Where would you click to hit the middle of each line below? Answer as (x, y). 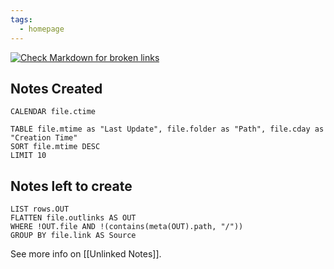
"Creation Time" (44, 138)
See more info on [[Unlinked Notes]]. (86, 254)
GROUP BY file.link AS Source (73, 236)
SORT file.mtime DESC (55, 147)
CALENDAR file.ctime (53, 112)
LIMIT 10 (28, 156)
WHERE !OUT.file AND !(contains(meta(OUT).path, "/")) (127, 227)
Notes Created (56, 88)
